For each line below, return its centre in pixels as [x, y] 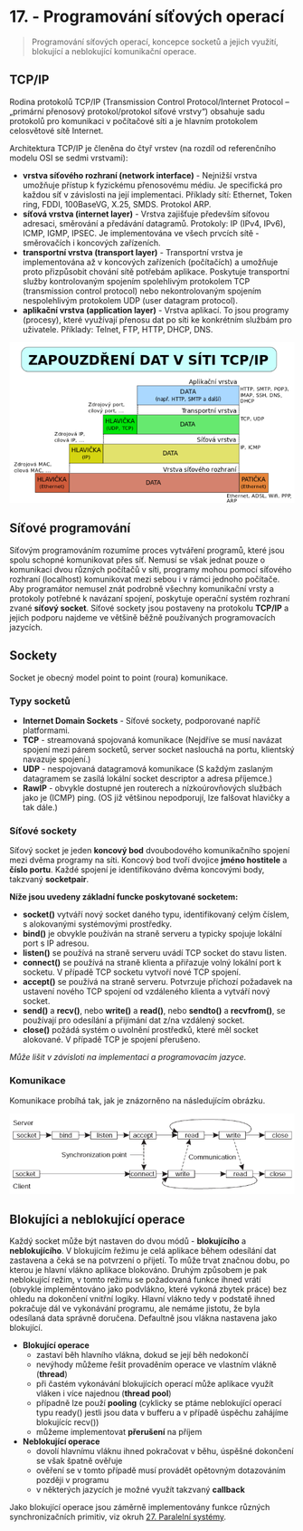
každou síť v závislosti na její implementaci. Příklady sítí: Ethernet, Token [157, 194]
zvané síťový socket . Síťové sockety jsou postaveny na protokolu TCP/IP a [149, 608]
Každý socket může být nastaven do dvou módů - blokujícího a [128, 1241]
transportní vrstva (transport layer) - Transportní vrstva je [133, 252]
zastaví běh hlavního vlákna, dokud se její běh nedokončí [142, 1355]
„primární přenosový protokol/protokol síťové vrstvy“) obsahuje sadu [137, 111]
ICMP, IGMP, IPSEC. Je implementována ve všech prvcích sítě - [141, 233]
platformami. [46, 730]
